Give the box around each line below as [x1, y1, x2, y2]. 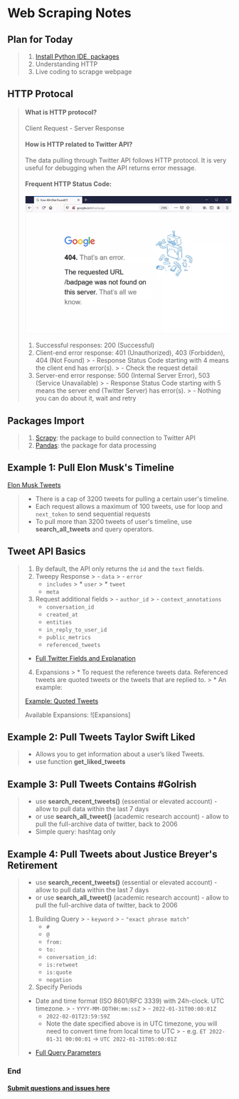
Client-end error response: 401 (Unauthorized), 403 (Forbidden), [35, 349, 225, 357]
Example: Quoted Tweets [24, 696, 99, 705]
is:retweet [46, 961, 78, 969]
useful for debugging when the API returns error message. [24, 163, 197, 172]
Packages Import [7, 415, 85, 427]
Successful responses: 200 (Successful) [35, 341, 155, 350]
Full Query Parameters [35, 1048, 102, 1057]
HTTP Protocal [7, 88, 73, 100]
